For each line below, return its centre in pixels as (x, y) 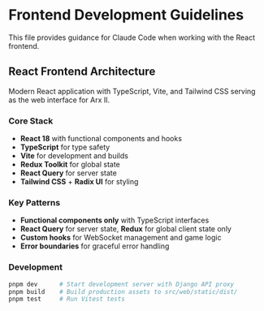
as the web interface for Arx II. (59, 100)
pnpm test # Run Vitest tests (67, 299)
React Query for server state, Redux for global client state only (126, 229)
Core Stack (31, 121)
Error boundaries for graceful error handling (95, 246)
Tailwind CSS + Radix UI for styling (79, 182)
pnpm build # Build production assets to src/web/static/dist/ (123, 292)
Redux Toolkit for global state (70, 165)
